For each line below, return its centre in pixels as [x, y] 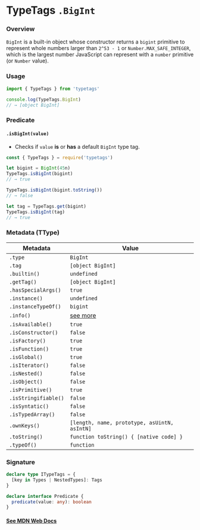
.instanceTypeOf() [35, 306]
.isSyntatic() [29, 406]
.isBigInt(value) [28, 134]
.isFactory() [28, 341]
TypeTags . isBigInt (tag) [36, 212]
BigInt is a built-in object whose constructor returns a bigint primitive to [96, 42]
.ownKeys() [24, 425]
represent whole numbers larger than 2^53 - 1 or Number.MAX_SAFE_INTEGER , [99, 48]
